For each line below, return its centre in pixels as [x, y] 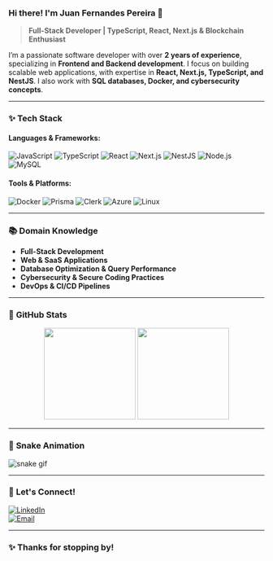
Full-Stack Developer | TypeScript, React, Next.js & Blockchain [136, 31]
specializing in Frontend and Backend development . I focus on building [129, 64]
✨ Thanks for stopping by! [61, 547]
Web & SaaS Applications [64, 260]
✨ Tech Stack [35, 119]
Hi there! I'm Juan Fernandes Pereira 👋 [86, 13]
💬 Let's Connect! [42, 492]
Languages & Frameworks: [54, 138]
